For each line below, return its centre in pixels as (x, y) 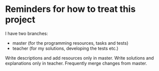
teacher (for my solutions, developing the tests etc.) (65, 48)
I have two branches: (27, 33)
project (20, 20)
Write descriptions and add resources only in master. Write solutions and (79, 58)
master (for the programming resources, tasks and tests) (70, 43)
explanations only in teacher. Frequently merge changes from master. (76, 63)
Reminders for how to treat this (70, 9)
